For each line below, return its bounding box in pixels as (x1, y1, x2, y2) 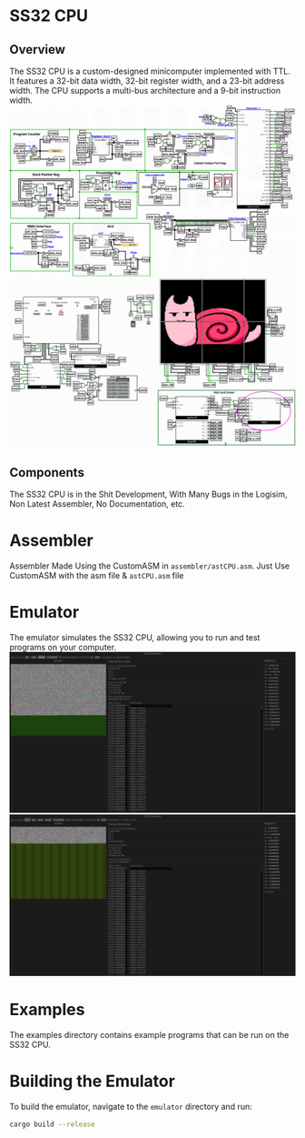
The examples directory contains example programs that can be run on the (9, 1029, 290, 1040)
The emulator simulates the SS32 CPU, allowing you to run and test (9, 631, 261, 642)
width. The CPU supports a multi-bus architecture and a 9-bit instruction (9, 86, 281, 96)
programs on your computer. (9, 641, 116, 652)
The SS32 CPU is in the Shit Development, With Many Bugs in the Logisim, (9, 488, 288, 500)
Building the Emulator (9, 1071, 175, 1092)
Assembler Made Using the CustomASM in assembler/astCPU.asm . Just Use (9, 560, 290, 571)
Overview (9, 42, 66, 57)
